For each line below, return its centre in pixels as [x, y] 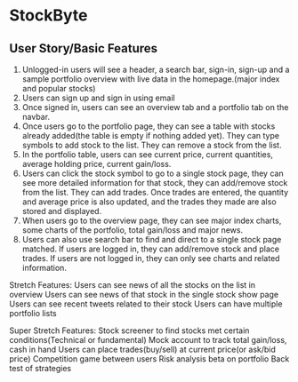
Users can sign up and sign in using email [98, 98]
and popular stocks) [59, 88]
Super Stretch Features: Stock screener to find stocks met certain [129, 330]
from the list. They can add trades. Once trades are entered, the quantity [155, 192]
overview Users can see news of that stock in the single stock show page [144, 294]
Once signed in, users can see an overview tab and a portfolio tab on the [155, 107]
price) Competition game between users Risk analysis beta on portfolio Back [149, 359]
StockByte [48, 16]
